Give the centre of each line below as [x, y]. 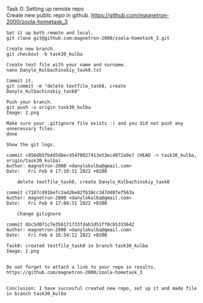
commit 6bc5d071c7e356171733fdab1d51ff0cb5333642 [71, 225]
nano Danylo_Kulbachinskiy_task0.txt [54, 70]
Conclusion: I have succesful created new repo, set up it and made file [102, 288]
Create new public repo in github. [48, 15]
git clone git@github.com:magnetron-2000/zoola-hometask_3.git [88, 38]
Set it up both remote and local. [50, 33]
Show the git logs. [31, 145]
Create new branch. [31, 49]
